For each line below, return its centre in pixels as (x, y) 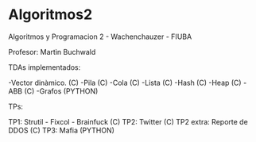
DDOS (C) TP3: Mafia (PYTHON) (62, 130)
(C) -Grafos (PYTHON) (61, 91)
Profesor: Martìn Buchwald (52, 52)
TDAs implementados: (45, 67)
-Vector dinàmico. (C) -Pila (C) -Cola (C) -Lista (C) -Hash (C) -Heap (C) (125, 83)
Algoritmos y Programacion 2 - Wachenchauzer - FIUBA (100, 36)
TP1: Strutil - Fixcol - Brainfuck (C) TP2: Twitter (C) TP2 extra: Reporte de (128, 121)
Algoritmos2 (50, 15)
